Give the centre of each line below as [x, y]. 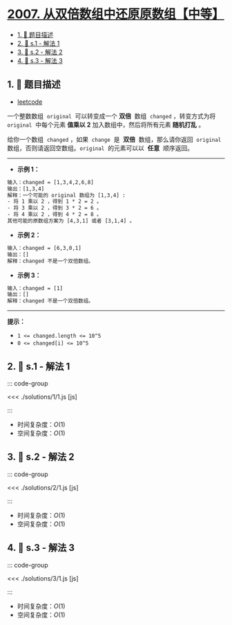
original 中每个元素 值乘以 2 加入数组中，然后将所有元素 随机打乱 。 [106, 125]
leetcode [30, 102]
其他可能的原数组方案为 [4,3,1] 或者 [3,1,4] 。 [71, 221]
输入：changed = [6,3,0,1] [44, 248]
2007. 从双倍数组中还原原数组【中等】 [116, 14]
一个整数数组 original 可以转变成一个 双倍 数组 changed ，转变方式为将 [112, 116]
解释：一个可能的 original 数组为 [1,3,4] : [66, 195]
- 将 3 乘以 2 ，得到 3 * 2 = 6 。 [55, 208]
